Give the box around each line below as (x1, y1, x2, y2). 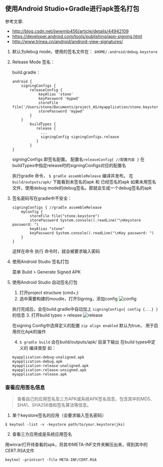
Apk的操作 (25, 328, 46, 335)
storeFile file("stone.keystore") (30, 213, 100, 218)
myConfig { (21, 209, 43, 214)
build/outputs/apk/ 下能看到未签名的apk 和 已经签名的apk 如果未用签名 (12, 179, 157, 185)
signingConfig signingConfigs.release (40, 134, 119, 139)
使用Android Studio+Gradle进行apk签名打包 (5, 4, 140, 13)
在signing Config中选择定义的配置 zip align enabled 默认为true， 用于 (12, 322, 154, 328)
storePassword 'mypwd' (38, 109, 85, 113)
